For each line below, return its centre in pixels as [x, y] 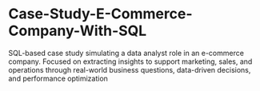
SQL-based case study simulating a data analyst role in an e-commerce [126, 53]
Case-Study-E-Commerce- [100, 14]
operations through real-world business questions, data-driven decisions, [130, 69]
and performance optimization [58, 78]
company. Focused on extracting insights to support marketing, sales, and [130, 61]
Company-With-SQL [78, 31]
